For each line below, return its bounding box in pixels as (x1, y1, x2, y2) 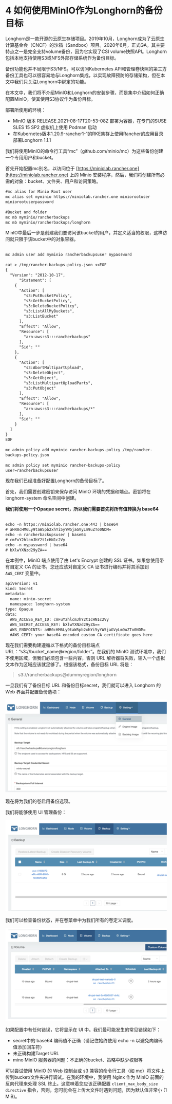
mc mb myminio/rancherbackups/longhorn (5, 219, 91, 225)
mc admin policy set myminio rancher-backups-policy (5, 463, 121, 468)
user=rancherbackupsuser (5, 468, 59, 473)
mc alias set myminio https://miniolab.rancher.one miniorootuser (5, 194, 150, 199)
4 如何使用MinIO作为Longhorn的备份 (5, 5, 163, 16)
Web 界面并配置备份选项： (5, 688, 62, 694)
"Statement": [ (18, 278, 52, 283)
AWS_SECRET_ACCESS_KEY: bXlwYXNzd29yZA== (10, 622, 100, 627)
